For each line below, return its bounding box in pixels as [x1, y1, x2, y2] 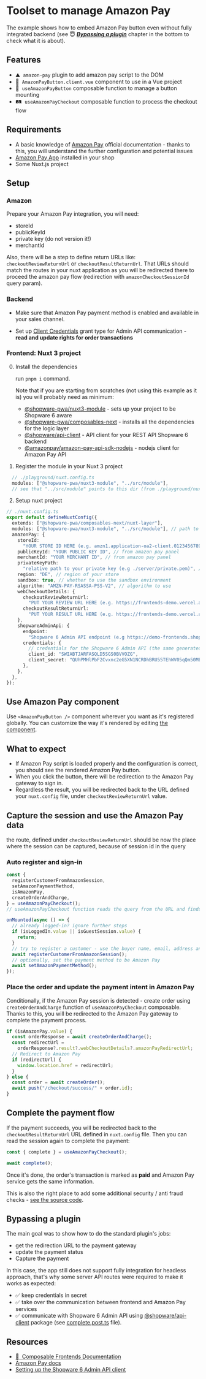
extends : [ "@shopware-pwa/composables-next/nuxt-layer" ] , [12, 520, 164, 526]
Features [6, 55, 41, 65]
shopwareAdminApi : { [17, 623, 70, 629]
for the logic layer [24, 424, 69, 432]
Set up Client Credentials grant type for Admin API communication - [15, 327, 187, 335]
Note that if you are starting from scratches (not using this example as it [15, 387, 197, 394]
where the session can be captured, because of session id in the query [6, 843, 186, 850]
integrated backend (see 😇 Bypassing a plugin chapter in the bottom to [6, 30, 189, 37]
